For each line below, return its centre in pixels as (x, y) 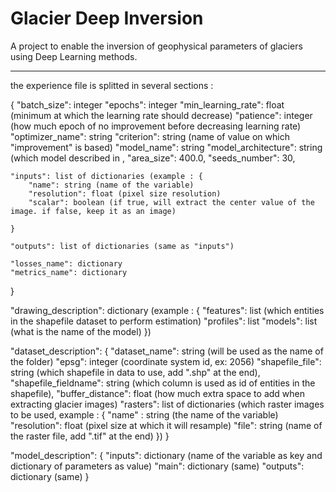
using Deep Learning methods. (74, 56)
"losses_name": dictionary (66, 263)
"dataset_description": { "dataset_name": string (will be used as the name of (167, 351)
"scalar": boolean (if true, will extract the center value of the (171, 202)
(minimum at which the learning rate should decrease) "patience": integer (161, 115)
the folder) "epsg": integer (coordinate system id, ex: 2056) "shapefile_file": (166, 361)
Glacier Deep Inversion (107, 18)
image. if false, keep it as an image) (93, 211)
